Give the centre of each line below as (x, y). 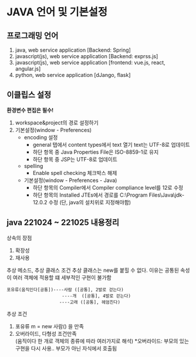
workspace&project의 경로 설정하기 (57, 122)
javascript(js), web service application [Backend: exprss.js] (87, 56)
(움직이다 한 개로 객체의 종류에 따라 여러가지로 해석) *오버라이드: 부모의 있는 (102, 341)
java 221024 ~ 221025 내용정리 (63, 223)
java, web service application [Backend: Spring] (73, 50)
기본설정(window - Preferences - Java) (70, 180)
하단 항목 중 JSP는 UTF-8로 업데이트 (75, 159)
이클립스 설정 (29, 95)
